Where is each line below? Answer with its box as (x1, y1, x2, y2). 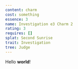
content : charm (5, 7, 37, 13)
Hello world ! (5, 58, 31, 64)
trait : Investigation (5, 40, 51, 45)
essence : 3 (5, 17, 28, 22)
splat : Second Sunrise (5, 36, 53, 41)
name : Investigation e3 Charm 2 (5, 21, 73, 27)
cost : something (5, 12, 39, 17)
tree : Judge (5, 45, 30, 50)
